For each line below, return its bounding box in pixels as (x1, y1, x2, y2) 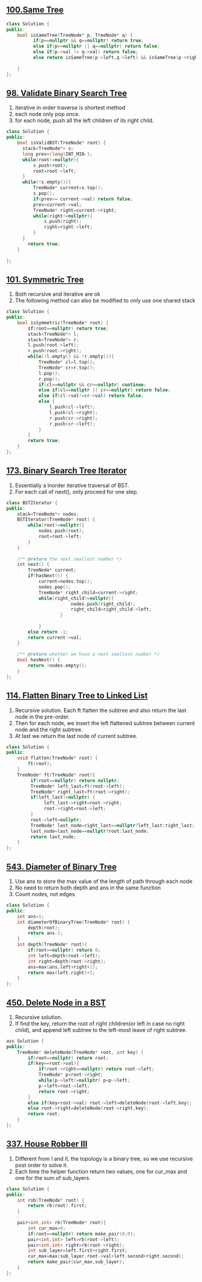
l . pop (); (38, 370, 61, 376)
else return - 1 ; (28, 629, 69, 635)
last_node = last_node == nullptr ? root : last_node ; (30, 828, 149, 834)
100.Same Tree (6, 5, 64, 15)
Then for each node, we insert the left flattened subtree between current (14, 719, 195, 726)
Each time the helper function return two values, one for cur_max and (14, 1168, 188, 1175)
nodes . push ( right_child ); (70, 601, 136, 607)
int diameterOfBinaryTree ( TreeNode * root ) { (17, 919, 130, 925)
